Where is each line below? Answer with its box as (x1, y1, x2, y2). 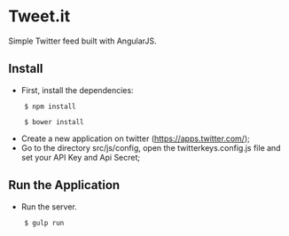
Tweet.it (8, 6, 71, 27)
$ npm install (24, 102, 76, 111)
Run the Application (8, 177, 121, 193)
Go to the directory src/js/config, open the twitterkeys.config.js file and (20, 142, 281, 153)
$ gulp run (24, 218, 65, 227)
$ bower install (24, 117, 85, 126)
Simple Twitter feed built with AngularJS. (8, 35, 157, 46)
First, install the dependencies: (20, 84, 134, 95)
